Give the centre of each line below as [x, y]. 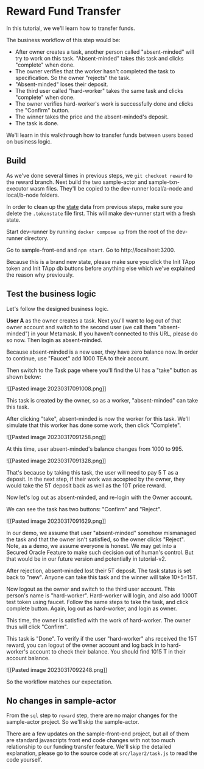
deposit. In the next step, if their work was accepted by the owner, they [96, 479]
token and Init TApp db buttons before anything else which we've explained [101, 268]
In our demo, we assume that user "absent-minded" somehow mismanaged [101, 533]
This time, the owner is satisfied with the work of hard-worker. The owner [98, 620]
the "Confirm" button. [42, 110]
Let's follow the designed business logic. [58, 308]
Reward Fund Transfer [64, 11]
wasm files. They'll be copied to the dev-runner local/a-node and [111, 188]
